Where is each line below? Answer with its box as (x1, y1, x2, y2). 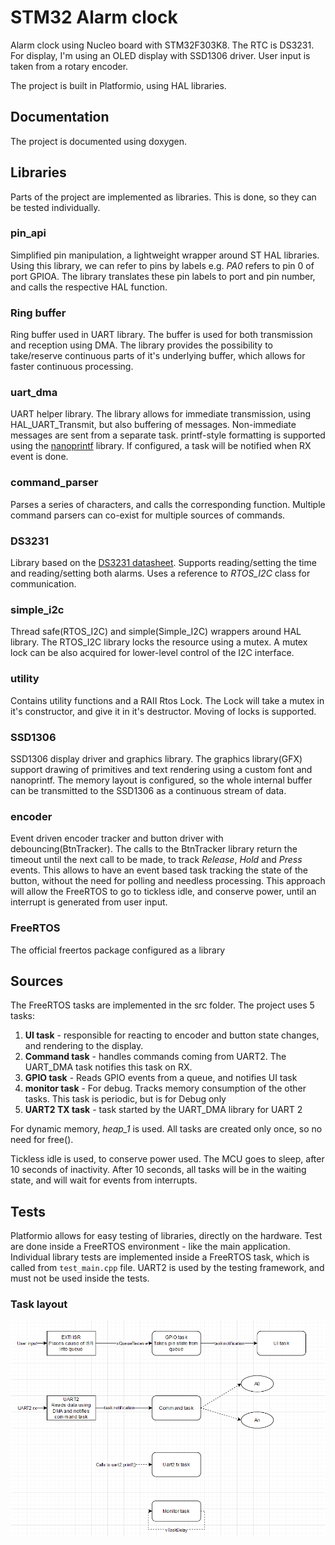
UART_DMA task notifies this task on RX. (24, 1061, 193, 1073)
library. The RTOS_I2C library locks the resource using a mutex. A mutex (10, 636, 308, 648)
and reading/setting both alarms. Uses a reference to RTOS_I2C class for (10, 567, 311, 580)
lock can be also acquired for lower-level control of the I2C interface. (10, 647, 295, 659)
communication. (10, 578, 77, 590)
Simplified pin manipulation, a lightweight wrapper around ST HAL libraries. (10, 249, 320, 261)
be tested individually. (10, 201, 101, 213)
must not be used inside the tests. (10, 1272, 150, 1285)
